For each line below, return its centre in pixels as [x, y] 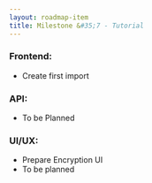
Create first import [56, 75]
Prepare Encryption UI [62, 160]
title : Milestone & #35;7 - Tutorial [76, 26]
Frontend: [31, 57]
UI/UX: [24, 141]
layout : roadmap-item [49, 17]
